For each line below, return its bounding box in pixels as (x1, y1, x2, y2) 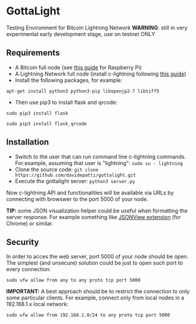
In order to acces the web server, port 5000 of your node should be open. (6, 253, 189, 260)
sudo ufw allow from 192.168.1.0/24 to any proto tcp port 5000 (6, 312, 170, 319)
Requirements (6, 48, 60, 58)
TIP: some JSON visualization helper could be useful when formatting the (6, 207, 188, 214)
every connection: (6, 266, 51, 273)
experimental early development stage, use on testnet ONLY (6, 30, 155, 37)
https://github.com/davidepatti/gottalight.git (14, 172, 136, 178)
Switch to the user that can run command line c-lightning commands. (14, 153, 186, 160)
